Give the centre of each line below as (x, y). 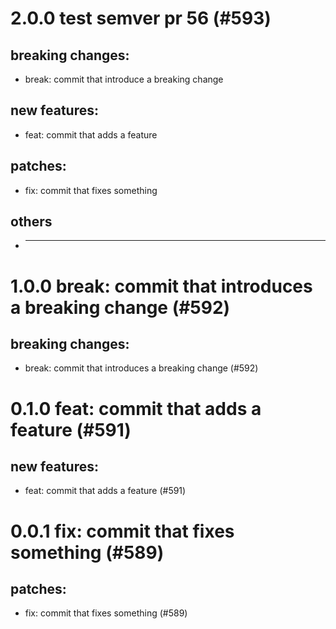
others (31, 222)
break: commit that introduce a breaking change (124, 79)
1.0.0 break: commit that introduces (161, 286)
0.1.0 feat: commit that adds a (136, 408)
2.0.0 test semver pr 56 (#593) (141, 18)
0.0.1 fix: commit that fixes (122, 531)
